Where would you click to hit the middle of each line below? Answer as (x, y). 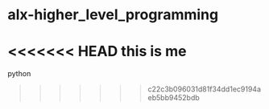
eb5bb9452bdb (174, 98)
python (19, 74)
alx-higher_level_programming (113, 15)
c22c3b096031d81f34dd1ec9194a (205, 89)
